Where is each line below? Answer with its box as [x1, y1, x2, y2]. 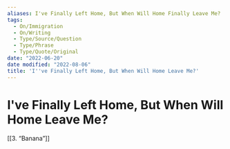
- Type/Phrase [13, 42, 54, 49]
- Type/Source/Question [13, 36, 82, 43]
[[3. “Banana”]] [7, 135, 50, 143]
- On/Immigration [13, 23, 64, 30]
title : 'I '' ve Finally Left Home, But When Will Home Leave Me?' [7, 67, 199, 74]
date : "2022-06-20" [7, 55, 64, 62]
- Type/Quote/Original [13, 49, 79, 56]
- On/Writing [13, 29, 51, 36]
